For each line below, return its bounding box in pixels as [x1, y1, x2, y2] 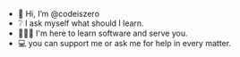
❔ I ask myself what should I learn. [17, 18, 145, 28]
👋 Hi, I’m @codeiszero [17, 9, 100, 19]
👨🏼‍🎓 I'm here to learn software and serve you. [17, 28, 188, 38]
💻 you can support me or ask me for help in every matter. [17, 38, 231, 48]
